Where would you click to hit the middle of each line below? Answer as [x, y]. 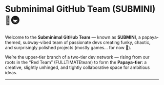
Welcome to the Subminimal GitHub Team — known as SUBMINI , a [73, 37]
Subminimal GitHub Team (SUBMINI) [80, 9]
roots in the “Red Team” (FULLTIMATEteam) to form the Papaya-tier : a [76, 62]
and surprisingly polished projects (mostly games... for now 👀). [68, 47]
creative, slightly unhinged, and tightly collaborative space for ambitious [78, 67]
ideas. [11, 72]
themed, [13, 42]
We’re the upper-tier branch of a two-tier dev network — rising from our [77, 57]
